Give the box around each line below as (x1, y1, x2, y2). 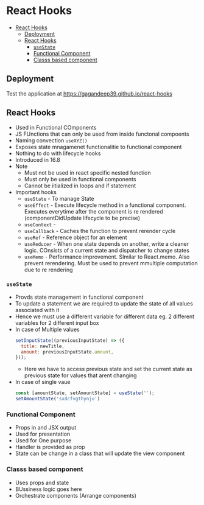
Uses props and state (15, 479, 69, 486)
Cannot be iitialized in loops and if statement (24, 182, 136, 189)
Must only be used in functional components (24, 175, 136, 183)
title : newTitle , (21, 343, 65, 349)
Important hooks (15, 188, 57, 195)
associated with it (15, 306, 60, 313)
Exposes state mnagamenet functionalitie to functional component (15, 143, 182, 150)
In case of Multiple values (15, 326, 80, 333)
